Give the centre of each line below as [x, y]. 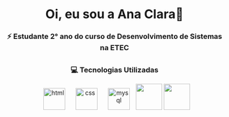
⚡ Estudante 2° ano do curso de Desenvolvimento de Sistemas [114, 36]
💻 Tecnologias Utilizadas [114, 70]
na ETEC [114, 48]
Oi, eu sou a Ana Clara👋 [114, 14]
